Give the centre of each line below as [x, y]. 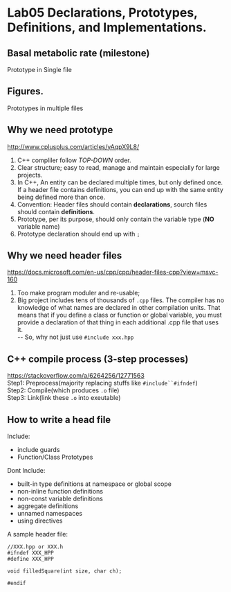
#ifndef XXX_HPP [30, 553]
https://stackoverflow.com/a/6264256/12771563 [76, 376]
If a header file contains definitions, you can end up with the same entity [120, 189]
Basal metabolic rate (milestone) [78, 53]
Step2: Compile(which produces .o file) [63, 390]
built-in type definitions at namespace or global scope [94, 484]
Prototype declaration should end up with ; [78, 234]
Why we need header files [65, 255]
